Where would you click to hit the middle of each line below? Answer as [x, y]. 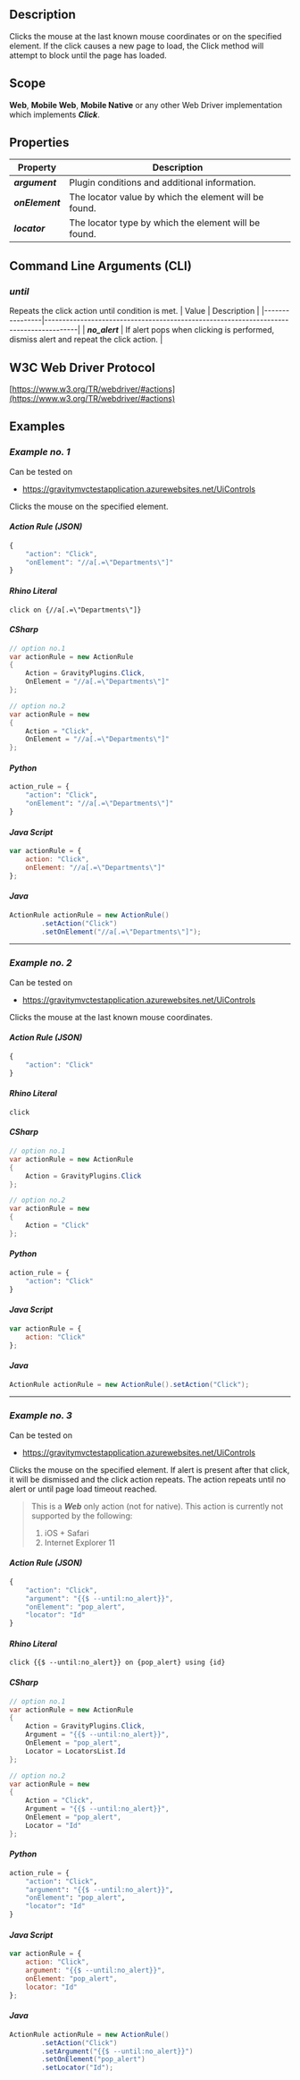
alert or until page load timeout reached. [83, 1489]
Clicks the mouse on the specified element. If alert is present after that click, [150, 1469]
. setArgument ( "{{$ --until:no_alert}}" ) [117, 2051]
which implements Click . [54, 114]
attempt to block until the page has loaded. [88, 55]
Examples [37, 427]
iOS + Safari [67, 1533]
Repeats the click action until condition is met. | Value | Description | [135, 311]
